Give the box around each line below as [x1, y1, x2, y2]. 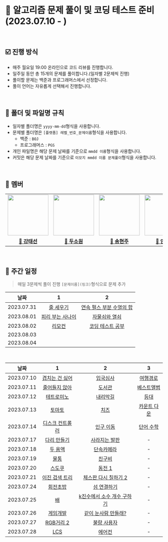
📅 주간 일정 [5, 267, 37, 275]
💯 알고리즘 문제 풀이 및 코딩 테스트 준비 [5, 5, 154, 16]
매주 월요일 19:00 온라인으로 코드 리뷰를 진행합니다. [12, 64, 113, 70]
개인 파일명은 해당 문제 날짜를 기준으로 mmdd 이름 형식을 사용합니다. [12, 148, 141, 154]
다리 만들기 [44, 436, 70, 443]
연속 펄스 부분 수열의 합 [81, 304, 133, 311]
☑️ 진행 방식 [5, 48, 38, 57]
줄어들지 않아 [42, 384, 72, 391]
